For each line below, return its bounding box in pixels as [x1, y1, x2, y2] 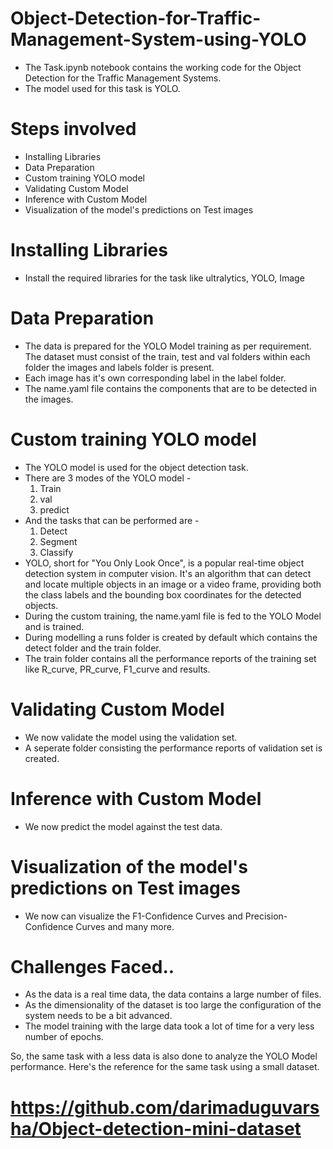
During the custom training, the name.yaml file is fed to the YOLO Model [24, 610, 322, 622]
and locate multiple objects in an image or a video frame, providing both [24, 578, 322, 590]
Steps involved [10, 118, 137, 141]
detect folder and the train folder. [24, 642, 162, 654]
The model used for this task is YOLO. [24, 82, 181, 94]
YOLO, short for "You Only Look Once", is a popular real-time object [24, 557, 305, 569]
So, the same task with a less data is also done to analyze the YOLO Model [10, 1050, 318, 1062]
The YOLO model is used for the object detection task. [24, 461, 249, 473]
